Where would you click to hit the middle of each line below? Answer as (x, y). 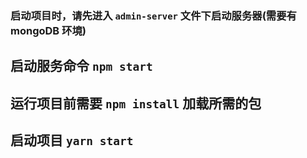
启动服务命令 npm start (81, 66)
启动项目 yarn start (72, 140)
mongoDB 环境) (48, 30)
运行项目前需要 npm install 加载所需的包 (136, 103)
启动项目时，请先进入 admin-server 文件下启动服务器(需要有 (153, 15)
